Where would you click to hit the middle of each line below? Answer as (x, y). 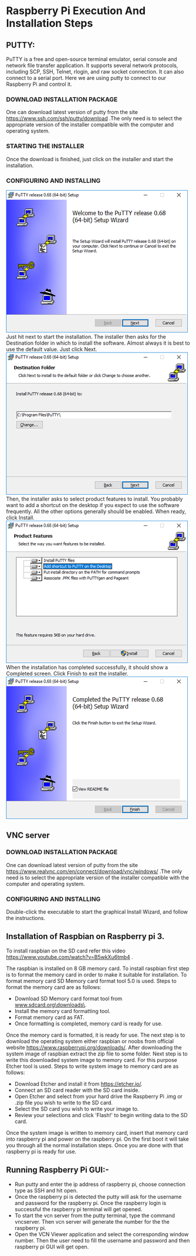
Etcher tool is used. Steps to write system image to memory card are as (92, 1066)
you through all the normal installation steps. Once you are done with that (94, 1145)
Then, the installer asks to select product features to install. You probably (94, 499)
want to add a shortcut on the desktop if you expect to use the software (93, 505)
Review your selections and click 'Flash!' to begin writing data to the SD (101, 1115)
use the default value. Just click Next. (52, 349)
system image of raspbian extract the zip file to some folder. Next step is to (97, 1054)
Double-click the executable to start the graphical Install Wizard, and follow (97, 912)
